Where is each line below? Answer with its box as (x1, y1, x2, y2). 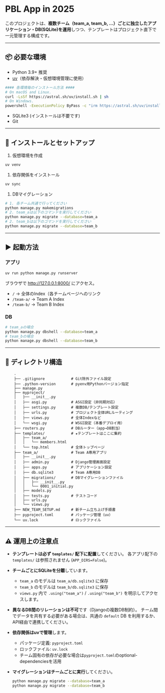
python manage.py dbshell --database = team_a (5, 329, 98, 334)
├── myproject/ (14, 390, 45, 395)
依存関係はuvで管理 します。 (12, 629, 69, 635)
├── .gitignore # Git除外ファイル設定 (14, 376, 111, 381)
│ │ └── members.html (14, 440, 67, 445)
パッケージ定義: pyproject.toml (19, 640, 83, 646)
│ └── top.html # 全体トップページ (14, 445, 105, 450)
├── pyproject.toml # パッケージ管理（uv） (14, 513, 113, 518)
